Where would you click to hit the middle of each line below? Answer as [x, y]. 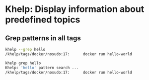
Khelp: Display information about [75, 9]
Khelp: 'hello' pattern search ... [42, 68]
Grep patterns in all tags [43, 38]
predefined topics [43, 20]
